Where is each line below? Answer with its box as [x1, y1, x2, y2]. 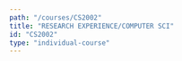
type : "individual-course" [9, 38, 110, 48]
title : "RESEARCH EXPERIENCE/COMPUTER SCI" [9, 22, 175, 30]
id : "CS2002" [9, 30, 58, 39]
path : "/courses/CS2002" [9, 13, 102, 22]
